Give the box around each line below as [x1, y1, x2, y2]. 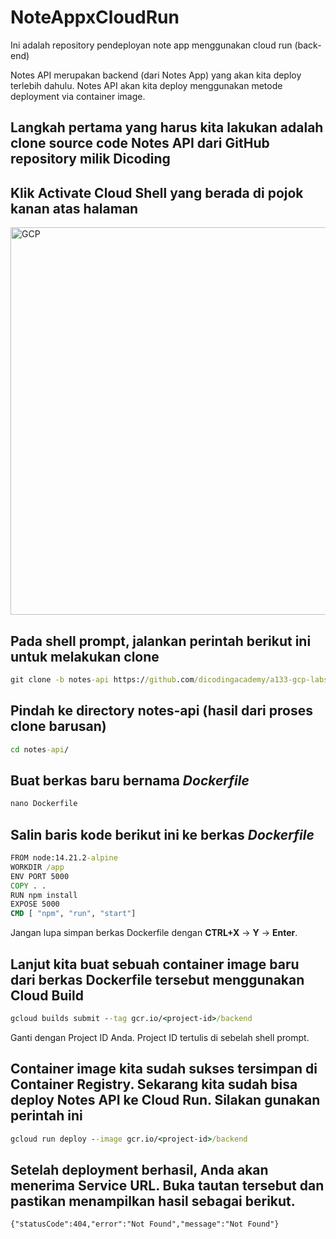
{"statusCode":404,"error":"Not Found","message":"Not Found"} [10, 1219, 280, 1230]
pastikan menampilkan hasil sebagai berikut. [10, 1192, 296, 1210]
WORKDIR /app [10, 862, 65, 872]
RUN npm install [10, 890, 78, 900]
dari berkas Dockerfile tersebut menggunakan [10, 971, 305, 988]
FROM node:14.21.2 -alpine [10, 853, 118, 863]
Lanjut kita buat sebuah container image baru [10, 956, 300, 973]
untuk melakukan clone [10, 648, 160, 665]
